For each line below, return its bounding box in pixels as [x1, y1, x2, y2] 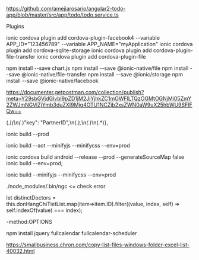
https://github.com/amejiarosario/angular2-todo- [6, 5, 126, 12]
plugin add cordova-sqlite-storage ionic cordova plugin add [6, 47, 152, 54]
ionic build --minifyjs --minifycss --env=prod [6, 171, 116, 178]
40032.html [6, 248, 35, 254]
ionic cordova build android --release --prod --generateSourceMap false [6, 153, 185, 161]
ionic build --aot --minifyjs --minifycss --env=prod [6, 142, 131, 149]
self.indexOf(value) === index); [6, 207, 83, 214]
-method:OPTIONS [6, 219, 52, 225]
